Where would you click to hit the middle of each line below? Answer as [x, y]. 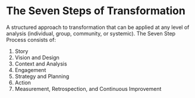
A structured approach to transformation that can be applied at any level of [98, 27]
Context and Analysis [41, 64]
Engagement [30, 70]
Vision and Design [37, 57]
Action [23, 82]
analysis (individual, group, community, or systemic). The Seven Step [91, 33]
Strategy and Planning [42, 76]
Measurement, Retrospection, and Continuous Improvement [88, 89]
